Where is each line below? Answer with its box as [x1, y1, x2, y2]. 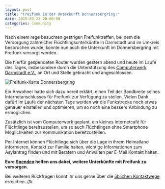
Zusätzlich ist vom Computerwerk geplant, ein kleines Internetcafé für [5, 119, 146, 125]
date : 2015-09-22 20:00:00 [5, 16, 60, 21]
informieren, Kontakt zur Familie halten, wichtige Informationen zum [5, 144, 142, 150]
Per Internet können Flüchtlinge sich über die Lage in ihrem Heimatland [5, 139, 149, 145]
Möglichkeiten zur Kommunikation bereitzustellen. [5, 129, 107, 135]
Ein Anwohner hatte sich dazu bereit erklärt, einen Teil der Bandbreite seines [5, 89, 160, 94]
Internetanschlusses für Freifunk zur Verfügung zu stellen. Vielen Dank [5, 94, 149, 100]
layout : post [5, 7, 32, 12]
